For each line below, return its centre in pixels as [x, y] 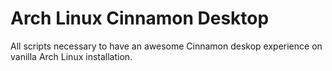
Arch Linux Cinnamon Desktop [140, 18]
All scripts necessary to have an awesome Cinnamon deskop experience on [166, 46]
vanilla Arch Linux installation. [71, 56]
